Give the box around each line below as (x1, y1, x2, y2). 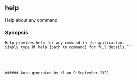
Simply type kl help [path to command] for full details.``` (5, 45, 134, 50)
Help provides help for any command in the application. (5, 40, 125, 46)
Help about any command (5, 17, 58, 23)
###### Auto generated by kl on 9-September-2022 (5, 71, 109, 76)
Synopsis (5, 29, 28, 36)
